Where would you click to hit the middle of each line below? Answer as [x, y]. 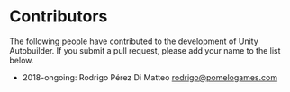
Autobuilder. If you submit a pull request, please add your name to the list [145, 50]
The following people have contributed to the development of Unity [134, 41]
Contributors [59, 17]
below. [22, 60]
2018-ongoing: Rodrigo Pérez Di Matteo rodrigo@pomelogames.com [150, 77]
